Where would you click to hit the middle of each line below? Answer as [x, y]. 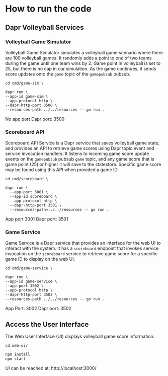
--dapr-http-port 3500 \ [31, 105]
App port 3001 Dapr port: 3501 [37, 219]
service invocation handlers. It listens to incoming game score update [77, 154]
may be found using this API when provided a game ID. [62, 170]
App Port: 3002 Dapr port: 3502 [38, 309]
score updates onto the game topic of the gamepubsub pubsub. [68, 74]
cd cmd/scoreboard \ [27, 179]
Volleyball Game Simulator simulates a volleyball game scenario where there [84, 52]
